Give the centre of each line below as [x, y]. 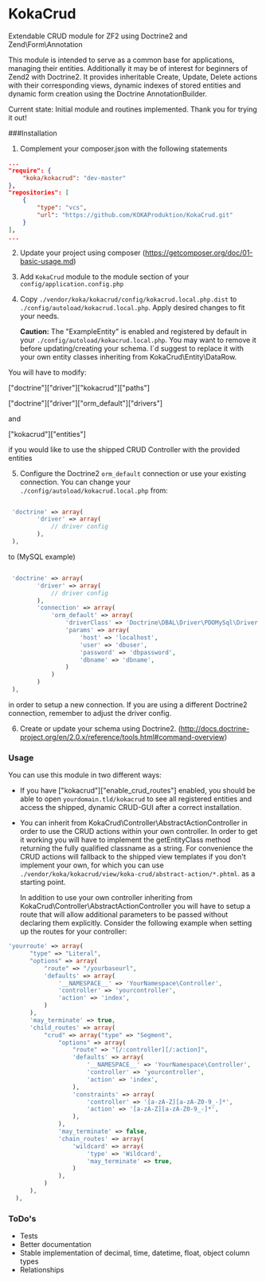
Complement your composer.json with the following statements [123, 148]
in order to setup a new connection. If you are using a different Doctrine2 [128, 704]
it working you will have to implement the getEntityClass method [125, 840]
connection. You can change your [75, 482]
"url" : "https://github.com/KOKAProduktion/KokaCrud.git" [135, 215]
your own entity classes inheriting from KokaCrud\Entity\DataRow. [128, 356]
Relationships [42, 1270]
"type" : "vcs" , [62, 208]
